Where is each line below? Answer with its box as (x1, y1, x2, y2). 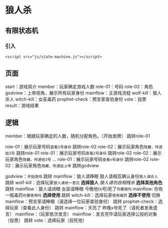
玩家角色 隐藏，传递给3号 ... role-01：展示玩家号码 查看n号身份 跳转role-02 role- (5, 156, 160, 162)
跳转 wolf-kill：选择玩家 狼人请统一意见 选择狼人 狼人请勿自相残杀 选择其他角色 (5, 179, 163, 185)
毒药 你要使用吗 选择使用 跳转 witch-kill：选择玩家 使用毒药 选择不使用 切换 (14, 192, 160, 198)
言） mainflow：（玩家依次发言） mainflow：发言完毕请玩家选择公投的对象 (5, 211, 157, 217)
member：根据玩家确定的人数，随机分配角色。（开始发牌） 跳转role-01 (5, 133, 150, 139)
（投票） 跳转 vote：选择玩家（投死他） (5, 217, 87, 223)
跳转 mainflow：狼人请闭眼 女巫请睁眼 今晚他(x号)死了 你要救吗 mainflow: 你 (5, 186, 159, 192)
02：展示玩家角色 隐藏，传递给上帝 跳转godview (5, 162, 99, 169)
